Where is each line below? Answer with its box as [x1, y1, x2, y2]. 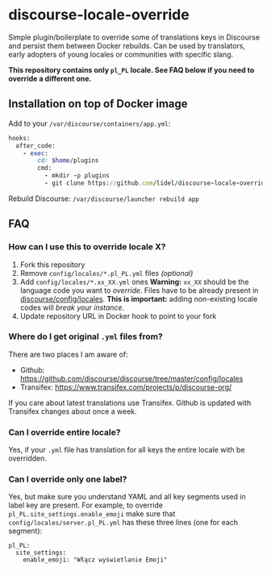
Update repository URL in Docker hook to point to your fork [19, 311, 217, 320]
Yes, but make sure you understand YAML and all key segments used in [8, 492, 246, 502]
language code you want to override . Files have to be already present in [19, 285, 259, 295]
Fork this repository [19, 260, 85, 269]
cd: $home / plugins [37, 157, 99, 165]
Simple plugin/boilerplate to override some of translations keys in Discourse [8, 32, 261, 42]
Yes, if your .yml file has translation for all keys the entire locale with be [8, 445, 245, 455]
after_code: [15, 141, 56, 150]
